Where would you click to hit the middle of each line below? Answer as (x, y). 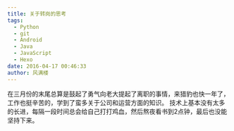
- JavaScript (33, 54)
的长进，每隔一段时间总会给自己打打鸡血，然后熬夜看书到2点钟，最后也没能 (117, 111)
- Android (28, 40)
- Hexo (23, 60)
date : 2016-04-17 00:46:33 (47, 66)
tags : (15, 20)
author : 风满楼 (28, 73)
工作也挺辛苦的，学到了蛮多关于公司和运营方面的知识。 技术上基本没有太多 (116, 102)
